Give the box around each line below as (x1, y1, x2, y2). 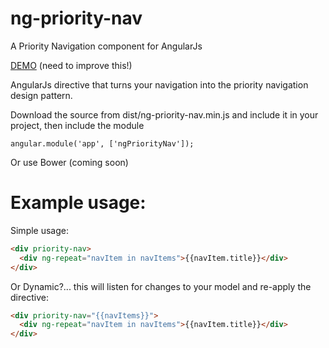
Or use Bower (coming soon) (10, 156, 129, 168)
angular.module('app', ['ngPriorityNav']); (10, 138, 195, 149)
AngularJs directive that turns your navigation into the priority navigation (10, 78, 309, 91)
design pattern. (10, 89, 73, 101)
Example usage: (10, 192, 147, 214)
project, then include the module (10, 119, 145, 131)
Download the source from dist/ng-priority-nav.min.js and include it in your (10, 108, 319, 121)
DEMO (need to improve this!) (10, 59, 133, 71)
